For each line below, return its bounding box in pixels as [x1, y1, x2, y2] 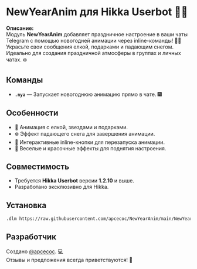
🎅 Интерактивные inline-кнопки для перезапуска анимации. [14, 139, 165, 146]
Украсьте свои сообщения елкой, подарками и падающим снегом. [6, 43, 174, 50]
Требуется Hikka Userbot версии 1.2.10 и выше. [14, 177, 135, 184]
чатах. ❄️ [6, 56, 28, 63]
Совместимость [6, 161, 69, 171]
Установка [6, 200, 47, 210]
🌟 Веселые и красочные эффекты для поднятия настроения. [14, 144, 167, 151]
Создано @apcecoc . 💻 [6, 248, 63, 255]
